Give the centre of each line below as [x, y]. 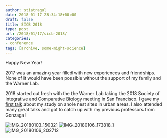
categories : [18, 39]
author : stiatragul [26, 10]
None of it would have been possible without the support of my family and [83, 78]
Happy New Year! [24, 62]
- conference [19, 43]
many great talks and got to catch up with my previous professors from [80, 109]
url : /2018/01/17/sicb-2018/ [36, 34]
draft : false [19, 19]
